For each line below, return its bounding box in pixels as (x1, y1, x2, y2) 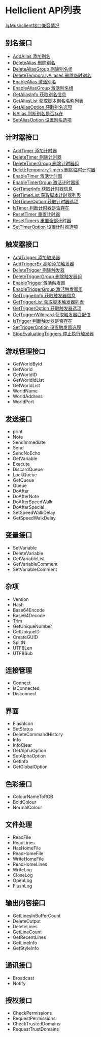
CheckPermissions (12, 1010, 52, 1016)
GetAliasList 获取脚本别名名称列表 (12, 98, 84, 104)
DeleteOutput (12, 918, 41, 924)
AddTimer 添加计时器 (12, 147, 57, 154)
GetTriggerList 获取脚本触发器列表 (12, 299, 84, 305)
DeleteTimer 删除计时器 (12, 154, 62, 160)
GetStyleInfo (12, 945, 39, 951)
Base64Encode (12, 607, 45, 613)
